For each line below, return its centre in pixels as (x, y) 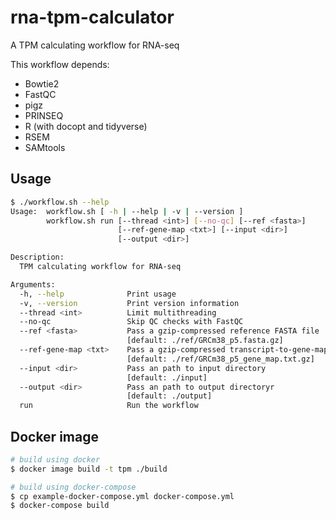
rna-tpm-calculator (92, 17)
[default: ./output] (169, 396)
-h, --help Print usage (98, 294)
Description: (37, 257)
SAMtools (45, 147)
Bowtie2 (42, 83)
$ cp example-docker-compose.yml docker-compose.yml (122, 496)
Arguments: (33, 284)
